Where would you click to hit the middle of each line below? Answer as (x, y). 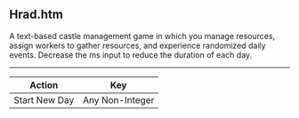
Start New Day (44, 99)
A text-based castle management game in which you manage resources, (142, 35)
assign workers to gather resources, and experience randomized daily (137, 45)
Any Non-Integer (119, 99)
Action (44, 85)
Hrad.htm (36, 15)
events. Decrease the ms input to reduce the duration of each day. (131, 55)
